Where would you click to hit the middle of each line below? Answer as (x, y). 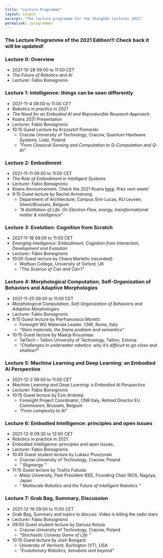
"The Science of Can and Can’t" (52, 269)
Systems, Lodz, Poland (42, 140)
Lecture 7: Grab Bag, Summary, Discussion (57, 499)
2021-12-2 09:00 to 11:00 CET (42, 379)
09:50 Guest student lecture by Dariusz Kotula (59, 524)
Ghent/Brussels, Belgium (44, 205)
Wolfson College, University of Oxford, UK (62, 264)
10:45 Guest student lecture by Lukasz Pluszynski (62, 455)
